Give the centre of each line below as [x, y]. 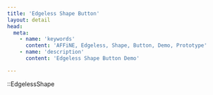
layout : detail [29, 20]
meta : [21, 33]
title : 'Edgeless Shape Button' [53, 13]
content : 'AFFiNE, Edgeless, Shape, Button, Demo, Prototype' [116, 45]
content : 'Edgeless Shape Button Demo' [82, 59]
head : [15, 26]
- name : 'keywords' [47, 39]
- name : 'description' [52, 52]
